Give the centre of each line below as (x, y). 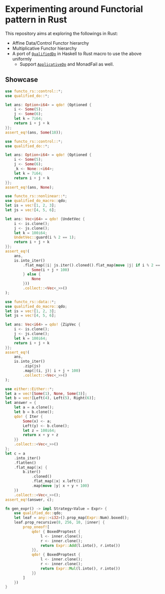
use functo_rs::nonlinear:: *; (36, 196)
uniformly (22, 59)
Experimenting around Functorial (74, 9)
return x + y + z (41, 435)
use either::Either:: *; (30, 389)
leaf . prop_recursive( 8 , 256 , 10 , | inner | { (60, 523)
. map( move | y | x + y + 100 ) (61, 486)
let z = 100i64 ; (40, 430)
